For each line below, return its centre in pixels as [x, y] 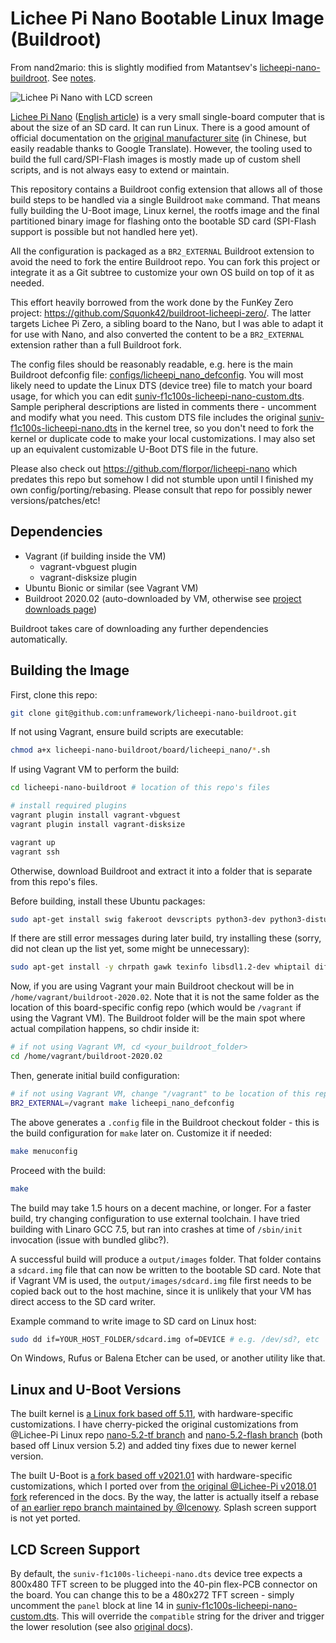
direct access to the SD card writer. [83, 1301]
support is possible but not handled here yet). [104, 231]
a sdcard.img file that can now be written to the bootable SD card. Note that [166, 1269]
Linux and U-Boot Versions [96, 1389]
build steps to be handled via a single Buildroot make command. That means [165, 199]
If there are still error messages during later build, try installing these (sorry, [166, 938]
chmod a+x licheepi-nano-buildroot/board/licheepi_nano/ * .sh [140, 750]
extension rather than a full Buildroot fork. [96, 344]
